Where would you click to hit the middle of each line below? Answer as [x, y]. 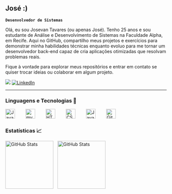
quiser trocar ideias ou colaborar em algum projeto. [59, 72]
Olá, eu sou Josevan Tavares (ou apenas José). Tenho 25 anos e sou [78, 30]
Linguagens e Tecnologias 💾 [41, 101]
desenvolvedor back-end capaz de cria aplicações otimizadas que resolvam [86, 51]
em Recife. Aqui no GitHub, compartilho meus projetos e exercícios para [81, 40]
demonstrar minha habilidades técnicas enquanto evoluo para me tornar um [85, 46]
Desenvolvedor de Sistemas [34, 20]
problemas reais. [23, 57]
